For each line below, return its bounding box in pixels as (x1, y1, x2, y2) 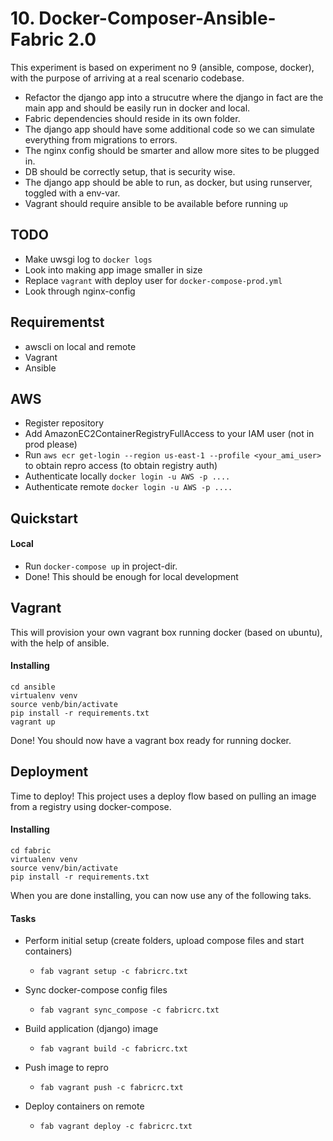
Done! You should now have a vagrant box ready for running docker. (10, 734, 292, 746)
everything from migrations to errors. (24, 133, 178, 146)
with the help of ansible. (10, 637, 110, 649)
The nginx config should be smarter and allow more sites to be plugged (24, 144, 320, 156)
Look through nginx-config (24, 285, 136, 297)
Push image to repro (24, 1062, 109, 1074)
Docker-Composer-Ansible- (38, 7, 277, 30)
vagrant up (10, 717, 56, 727)
